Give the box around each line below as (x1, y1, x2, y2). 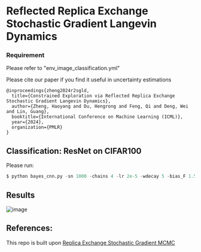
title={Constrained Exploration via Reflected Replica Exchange (11, 93, 175, 99)
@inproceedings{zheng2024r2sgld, (6, 88, 90, 94)
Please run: (6, 162, 34, 169)
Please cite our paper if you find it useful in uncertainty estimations (6, 76, 172, 83)
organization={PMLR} (11, 125, 63, 130)
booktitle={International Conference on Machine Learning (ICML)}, (11, 114, 184, 120)
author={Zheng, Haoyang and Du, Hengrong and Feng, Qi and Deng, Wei (11, 104, 188, 110)
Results (6, 190, 35, 200)
